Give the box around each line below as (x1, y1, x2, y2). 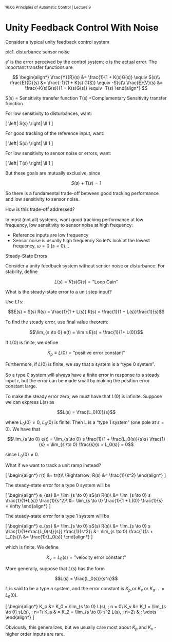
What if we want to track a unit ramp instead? (5, 462, 102, 469)
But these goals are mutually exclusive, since (5, 170, 101, 176)
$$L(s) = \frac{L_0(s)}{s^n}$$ (54, 575, 118, 582)
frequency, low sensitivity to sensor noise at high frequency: (5, 222, 133, 228)
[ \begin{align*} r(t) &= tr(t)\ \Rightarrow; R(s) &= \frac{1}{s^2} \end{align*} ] (5, 472, 166, 478)
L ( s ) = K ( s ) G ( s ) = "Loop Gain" (54, 279, 119, 285)
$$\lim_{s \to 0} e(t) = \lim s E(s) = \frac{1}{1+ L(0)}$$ (29, 329, 143, 335)
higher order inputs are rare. (5, 631, 65, 637)
